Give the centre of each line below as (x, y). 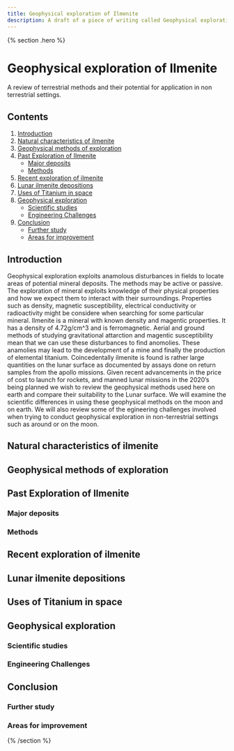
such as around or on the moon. (53, 424)
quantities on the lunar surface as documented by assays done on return (111, 365)
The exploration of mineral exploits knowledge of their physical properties (113, 291)
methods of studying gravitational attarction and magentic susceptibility (110, 335)
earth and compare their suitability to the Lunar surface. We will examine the (117, 395)
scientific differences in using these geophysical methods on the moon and (115, 402)
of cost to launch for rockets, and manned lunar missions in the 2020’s (108, 380)
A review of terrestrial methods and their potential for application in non (110, 87)
